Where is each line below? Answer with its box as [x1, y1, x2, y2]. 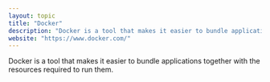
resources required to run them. [8, 65, 114, 75]
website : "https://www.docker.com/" [8, 34, 131, 43]
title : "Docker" [8, 19, 63, 27]
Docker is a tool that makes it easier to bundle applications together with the [8, 56, 260, 66]
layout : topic [8, 11, 56, 20]
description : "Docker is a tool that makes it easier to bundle [8, 27, 228, 35]
